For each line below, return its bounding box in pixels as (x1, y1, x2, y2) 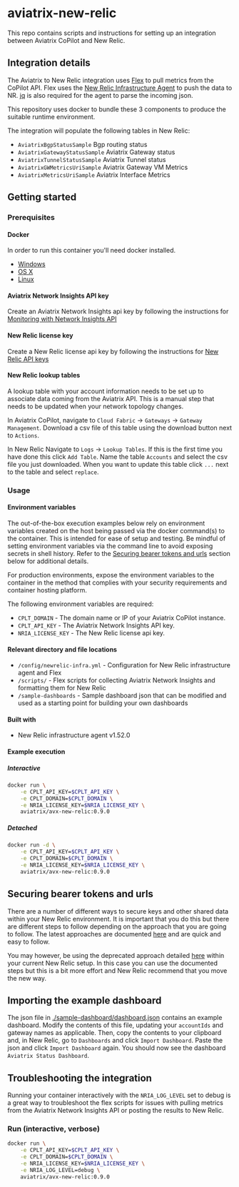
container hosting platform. (7, 586, 88, 594)
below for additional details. (7, 557, 89, 565)
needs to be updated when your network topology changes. (7, 402, 184, 410)
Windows (17, 260, 46, 268)
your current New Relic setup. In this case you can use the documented (7, 959, 218, 967)
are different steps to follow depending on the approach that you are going (7, 922, 227, 931)
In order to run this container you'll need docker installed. (7, 246, 176, 255)
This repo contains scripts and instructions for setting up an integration (7, 29, 216, 37)
